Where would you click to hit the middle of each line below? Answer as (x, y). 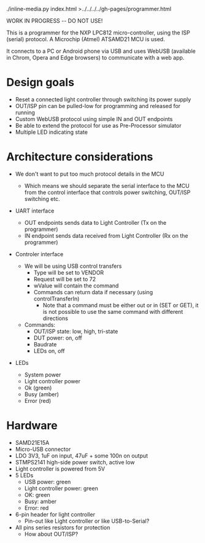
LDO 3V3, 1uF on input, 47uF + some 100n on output (82, 455)
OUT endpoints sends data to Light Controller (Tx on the (95, 222)
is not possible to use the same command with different (113, 311)
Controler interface (39, 254)
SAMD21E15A (32, 442)
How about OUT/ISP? (51, 534)
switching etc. (42, 198)
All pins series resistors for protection (63, 527)
